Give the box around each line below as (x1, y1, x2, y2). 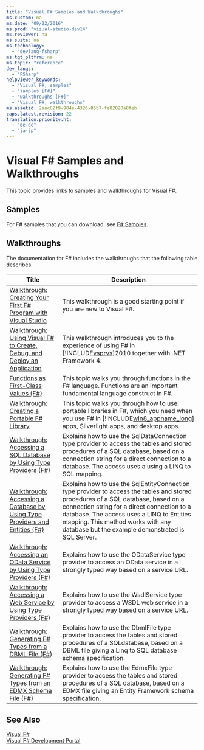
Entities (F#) (9, 525, 44, 533)
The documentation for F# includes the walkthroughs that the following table (6, 254, 198, 262)
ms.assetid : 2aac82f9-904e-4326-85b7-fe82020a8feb (6, 105, 137, 111)
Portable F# (9, 414, 43, 423)
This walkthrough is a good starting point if (62, 297, 185, 305)
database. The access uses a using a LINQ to (62, 462, 191, 470)
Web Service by (9, 598, 55, 606)
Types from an (9, 679, 51, 687)
